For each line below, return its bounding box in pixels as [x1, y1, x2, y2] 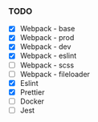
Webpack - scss [19, 60, 75, 70]
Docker [19, 96, 45, 106]
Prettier [19, 87, 45, 97]
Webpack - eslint [19, 51, 77, 61]
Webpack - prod [19, 33, 75, 43]
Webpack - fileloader [19, 69, 91, 79]
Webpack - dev [19, 42, 71, 51]
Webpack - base [19, 24, 76, 34]
